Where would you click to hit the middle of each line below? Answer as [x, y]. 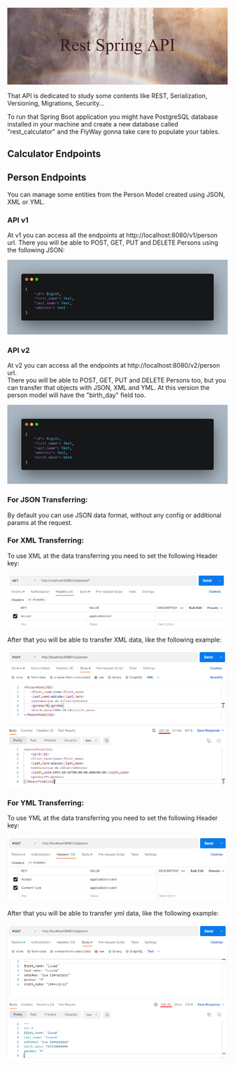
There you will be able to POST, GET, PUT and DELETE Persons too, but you [116, 380]
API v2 [19, 350]
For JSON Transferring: [48, 500]
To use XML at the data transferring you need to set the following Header [113, 556]
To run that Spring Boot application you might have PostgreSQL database [113, 117]
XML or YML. [26, 202]
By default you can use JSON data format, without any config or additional [114, 515]
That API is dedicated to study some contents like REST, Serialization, [107, 96]
